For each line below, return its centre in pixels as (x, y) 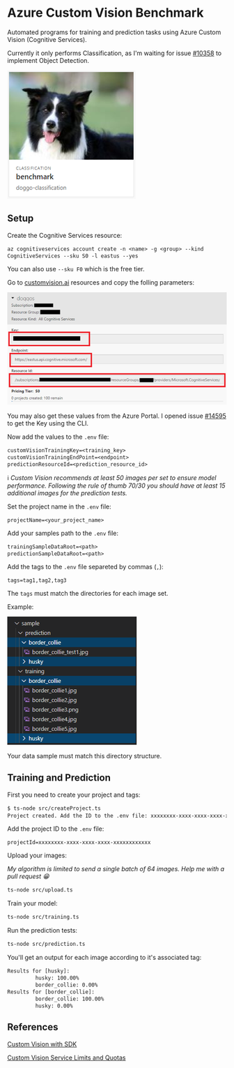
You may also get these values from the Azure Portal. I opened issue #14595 (117, 416)
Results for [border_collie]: (51, 992)
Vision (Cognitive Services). (47, 39)
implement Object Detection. (48, 60)
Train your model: (32, 903)
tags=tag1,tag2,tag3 (37, 580)
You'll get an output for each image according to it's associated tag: (104, 958)
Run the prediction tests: (42, 931)
